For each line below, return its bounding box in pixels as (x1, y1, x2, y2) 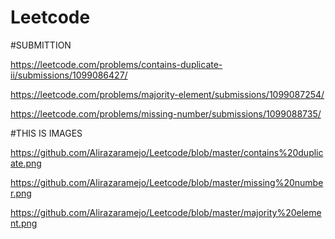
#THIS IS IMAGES (10, 127, 83, 139)
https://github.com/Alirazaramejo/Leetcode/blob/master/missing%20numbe (10, 176, 324, 188)
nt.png (10, 217, 38, 229)
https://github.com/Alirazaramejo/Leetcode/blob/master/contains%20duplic (10, 146, 324, 158)
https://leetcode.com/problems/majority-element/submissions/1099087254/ (10, 88, 325, 100)
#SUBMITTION (10, 39, 72, 51)
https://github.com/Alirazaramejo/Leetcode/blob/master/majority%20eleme (10, 206, 322, 218)
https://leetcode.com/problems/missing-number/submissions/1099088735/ (10, 107, 322, 120)
